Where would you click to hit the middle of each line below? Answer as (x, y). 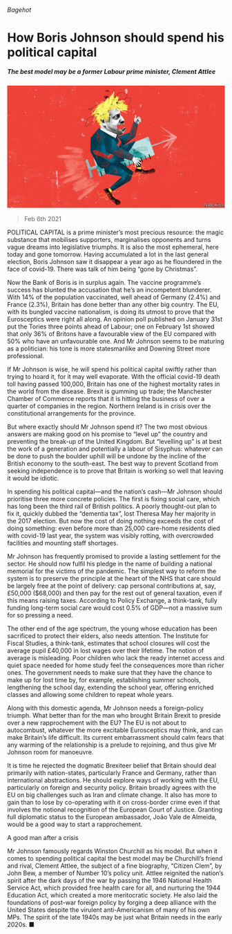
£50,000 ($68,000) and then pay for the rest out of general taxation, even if (115, 593)
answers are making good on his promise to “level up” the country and (107, 434)
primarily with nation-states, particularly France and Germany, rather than (112, 773)
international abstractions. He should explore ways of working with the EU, (113, 781)
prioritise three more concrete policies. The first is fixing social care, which (114, 499)
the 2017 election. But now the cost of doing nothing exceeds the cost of (110, 521)
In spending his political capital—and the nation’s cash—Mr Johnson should (115, 492)
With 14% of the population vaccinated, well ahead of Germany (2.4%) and (114, 297)
